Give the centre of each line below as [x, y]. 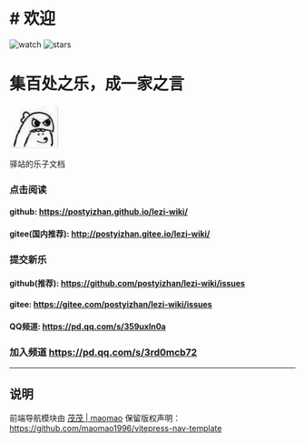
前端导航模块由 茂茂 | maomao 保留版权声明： [95, 418]
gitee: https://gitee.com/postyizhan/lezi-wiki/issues [111, 305]
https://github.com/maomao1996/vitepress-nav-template [116, 428]
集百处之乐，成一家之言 [97, 84]
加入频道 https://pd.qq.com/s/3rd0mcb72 [103, 352]
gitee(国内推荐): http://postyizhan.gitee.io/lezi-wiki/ [110, 234]
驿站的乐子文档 [37, 164]
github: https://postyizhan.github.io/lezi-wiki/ [99, 212]
